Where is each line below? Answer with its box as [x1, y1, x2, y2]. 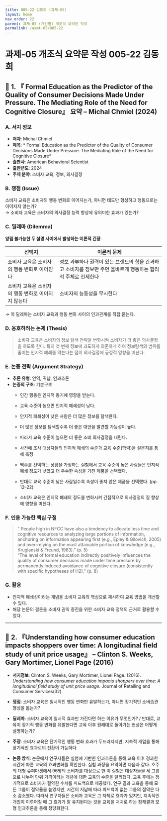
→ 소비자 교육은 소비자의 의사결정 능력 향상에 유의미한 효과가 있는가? [5, 209, 139, 215]
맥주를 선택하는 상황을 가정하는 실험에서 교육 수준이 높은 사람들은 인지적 [19, 462, 160, 468]
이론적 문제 [97, 248, 122, 255]
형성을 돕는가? [12, 705, 41, 711]
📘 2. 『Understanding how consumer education [5, 633, 155, 642]
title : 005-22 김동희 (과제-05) [5, 7, 67, 12]
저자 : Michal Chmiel [12, 136, 52, 142]
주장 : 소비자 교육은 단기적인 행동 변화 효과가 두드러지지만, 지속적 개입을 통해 [12, 738, 160, 744]
